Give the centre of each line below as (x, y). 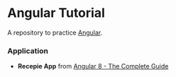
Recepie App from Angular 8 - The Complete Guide (93, 66)
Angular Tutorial (56, 13)
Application (28, 51)
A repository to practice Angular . (55, 32)
